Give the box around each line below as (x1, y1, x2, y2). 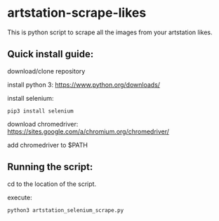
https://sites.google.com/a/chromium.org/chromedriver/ (7, 127, 170, 136)
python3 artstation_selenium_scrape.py (7, 206, 124, 214)
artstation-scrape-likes (7, 5, 147, 21)
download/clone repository (7, 66, 86, 75)
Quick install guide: (7, 48, 94, 60)
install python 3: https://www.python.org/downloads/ (7, 80, 160, 89)
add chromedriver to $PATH (7, 141, 88, 149)
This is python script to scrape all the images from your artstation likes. (7, 28, 213, 36)
